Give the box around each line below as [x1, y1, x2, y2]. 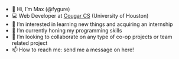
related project [11, 40, 48, 47]
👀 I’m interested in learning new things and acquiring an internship [11, 21, 173, 28]
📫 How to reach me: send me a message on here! [11, 46, 134, 53]
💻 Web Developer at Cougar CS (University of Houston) [11, 12, 149, 19]
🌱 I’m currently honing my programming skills [11, 27, 122, 34]
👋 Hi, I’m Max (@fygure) [11, 6, 70, 12]
